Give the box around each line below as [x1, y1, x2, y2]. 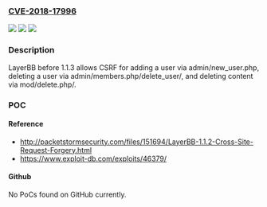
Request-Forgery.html [19, 145, 92, 154]
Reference [8, 119, 44, 129]
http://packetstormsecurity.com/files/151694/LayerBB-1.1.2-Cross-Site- [19, 137, 253, 146]
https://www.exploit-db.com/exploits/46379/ [19, 154, 167, 163]
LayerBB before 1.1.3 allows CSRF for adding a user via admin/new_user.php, [8, 62, 260, 72]
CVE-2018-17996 [8, 6, 77, 17]
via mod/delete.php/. [8, 80, 77, 89]
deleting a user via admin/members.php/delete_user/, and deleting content [8, 71, 253, 80]
